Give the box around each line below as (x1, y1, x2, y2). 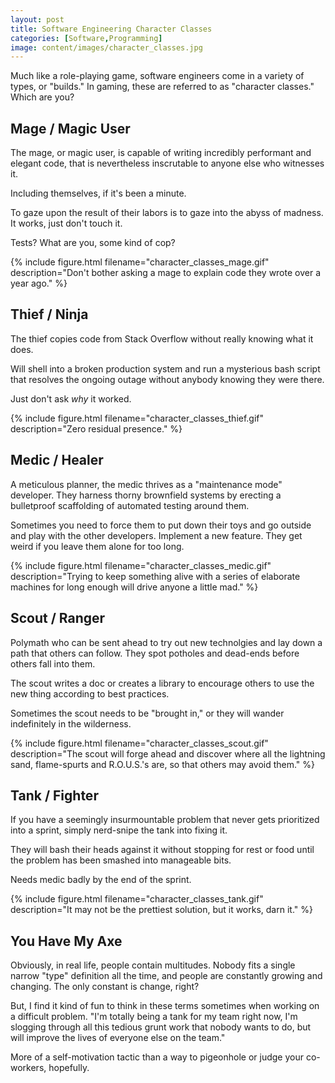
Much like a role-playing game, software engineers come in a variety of (10, 70, 305, 82)
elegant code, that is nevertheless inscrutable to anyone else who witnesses (10, 157, 325, 170)
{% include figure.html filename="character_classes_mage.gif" (10, 256, 270, 268)
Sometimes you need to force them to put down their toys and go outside (10, 519, 312, 531)
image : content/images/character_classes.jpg (10, 42, 203, 53)
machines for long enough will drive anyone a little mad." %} (10, 581, 259, 593)
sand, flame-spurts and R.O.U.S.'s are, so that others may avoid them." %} (10, 758, 316, 770)
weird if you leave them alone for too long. (10, 540, 185, 552)
